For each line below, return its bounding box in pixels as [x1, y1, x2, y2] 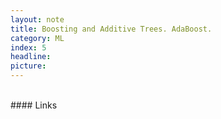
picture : [10, 61, 47, 71]
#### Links [10, 99, 58, 111]
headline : [10, 52, 52, 62]
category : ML [10, 33, 65, 43]
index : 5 [10, 42, 47, 53]
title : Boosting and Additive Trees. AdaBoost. [10, 24, 213, 34]
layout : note [10, 14, 65, 25]
